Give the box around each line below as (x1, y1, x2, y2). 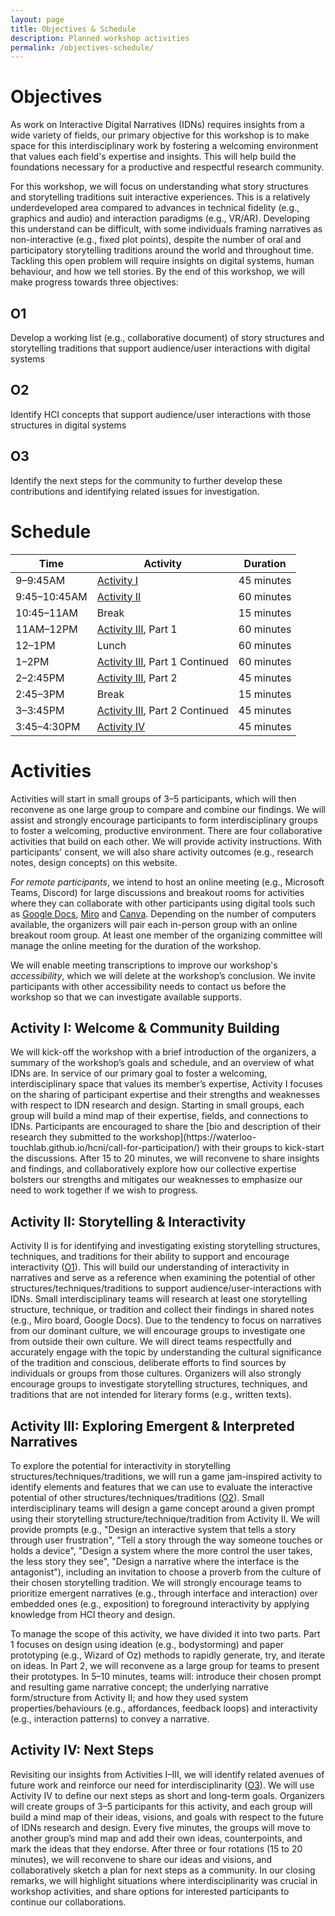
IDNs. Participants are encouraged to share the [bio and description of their (10, 1121, 322, 1133)
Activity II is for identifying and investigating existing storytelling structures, (10, 1240, 321, 1252)
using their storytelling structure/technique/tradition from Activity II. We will (10, 1512, 320, 1525)
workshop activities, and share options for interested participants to (10, 1885, 290, 1897)
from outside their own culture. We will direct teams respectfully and (10, 1336, 292, 1348)
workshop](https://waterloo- (138, 1131, 257, 1143)
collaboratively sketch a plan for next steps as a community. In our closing (10, 1864, 316, 1876)
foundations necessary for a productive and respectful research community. (10, 161, 325, 173)
